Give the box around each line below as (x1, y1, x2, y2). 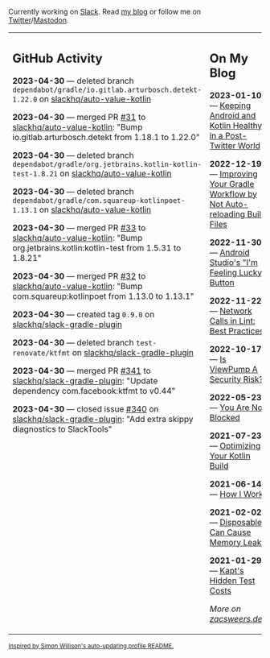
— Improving (209, 168, 259, 180)
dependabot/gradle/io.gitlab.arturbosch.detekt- (12, 85, 202, 94)
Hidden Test (209, 575, 256, 586)
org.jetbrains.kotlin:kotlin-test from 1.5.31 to (12, 242, 182, 253)
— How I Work (209, 488, 264, 499)
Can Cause (209, 527, 252, 538)
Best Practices (209, 325, 264, 337)
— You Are (209, 402, 250, 413)
